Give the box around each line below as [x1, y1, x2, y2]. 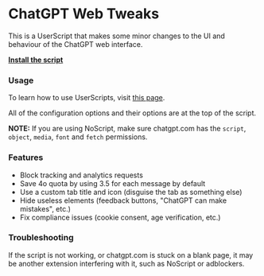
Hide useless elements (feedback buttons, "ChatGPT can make [19, 196, 227, 205]
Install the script [8, 55, 64, 64]
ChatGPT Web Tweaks [8, 5, 160, 23]
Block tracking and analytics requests [19, 170, 143, 180]
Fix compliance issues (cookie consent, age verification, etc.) [19, 212, 221, 222]
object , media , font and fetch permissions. [8, 132, 148, 142]
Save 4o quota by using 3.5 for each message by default [19, 178, 206, 188]
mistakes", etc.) [19, 204, 72, 213]
